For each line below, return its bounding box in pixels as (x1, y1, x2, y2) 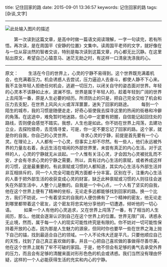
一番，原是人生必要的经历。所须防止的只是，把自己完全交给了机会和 (22, 95, 162, 101)
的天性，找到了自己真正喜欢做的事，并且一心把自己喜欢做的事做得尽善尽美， (5, 238, 162, 244)
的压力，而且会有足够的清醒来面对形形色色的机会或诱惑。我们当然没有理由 (5, 251, 158, 256)
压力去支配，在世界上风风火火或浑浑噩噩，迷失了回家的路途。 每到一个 (5, 101, 159, 107)
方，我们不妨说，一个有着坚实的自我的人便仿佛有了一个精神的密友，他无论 (5, 194, 158, 200)
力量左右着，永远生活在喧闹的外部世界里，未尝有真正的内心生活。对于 (13, 145, 158, 151)
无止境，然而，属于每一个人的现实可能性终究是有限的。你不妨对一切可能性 (5, 219, 158, 225)
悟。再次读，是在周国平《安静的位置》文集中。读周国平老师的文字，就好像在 (5, 43, 162, 48)
